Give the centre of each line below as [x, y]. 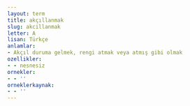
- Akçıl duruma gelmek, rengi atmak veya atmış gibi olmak [95, 53]
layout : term [26, 14]
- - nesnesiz [26, 66]
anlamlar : [22, 46]
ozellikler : [24, 59]
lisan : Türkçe [28, 40]
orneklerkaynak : [31, 85]
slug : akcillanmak [34, 26]
